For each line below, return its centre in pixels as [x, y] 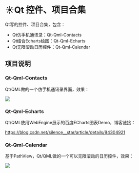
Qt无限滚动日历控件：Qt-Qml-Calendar [51, 47]
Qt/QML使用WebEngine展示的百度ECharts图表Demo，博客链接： [70, 122]
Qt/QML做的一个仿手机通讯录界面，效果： [47, 89]
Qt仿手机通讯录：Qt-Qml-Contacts [47, 35]
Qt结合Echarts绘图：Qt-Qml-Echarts [49, 41]
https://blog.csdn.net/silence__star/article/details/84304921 [65, 132]
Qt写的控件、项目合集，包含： [35, 24]
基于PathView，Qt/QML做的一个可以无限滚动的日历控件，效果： [69, 156]
